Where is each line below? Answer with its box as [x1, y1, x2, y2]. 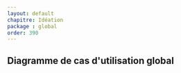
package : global [7, 23, 58, 30]
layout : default [7, 10, 54, 17]
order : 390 [7, 29, 39, 36]
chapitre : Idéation [7, 17, 64, 23]
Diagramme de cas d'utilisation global [7, 54, 175, 66]
